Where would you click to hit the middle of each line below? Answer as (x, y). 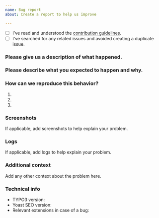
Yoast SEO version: (32, 205)
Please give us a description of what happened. (64, 57)
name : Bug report (23, 10)
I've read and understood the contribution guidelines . (67, 33)
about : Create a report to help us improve (51, 14)
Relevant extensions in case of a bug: (51, 210)
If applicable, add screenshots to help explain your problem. (67, 129)
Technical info (23, 189)
